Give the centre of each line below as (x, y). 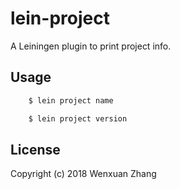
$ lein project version (78, 118)
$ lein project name (71, 100)
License (35, 149)
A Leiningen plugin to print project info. (91, 46)
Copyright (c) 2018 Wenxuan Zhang (83, 174)
